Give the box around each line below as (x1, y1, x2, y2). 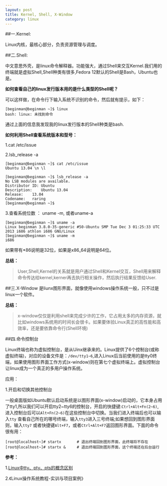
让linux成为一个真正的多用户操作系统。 (5, 365, 85, 371)
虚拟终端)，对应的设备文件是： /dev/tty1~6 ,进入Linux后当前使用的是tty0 (5, 353, 153, 359)
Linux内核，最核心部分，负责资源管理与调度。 (5, 42, 100, 48)
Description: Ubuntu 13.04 (5, 188, 68, 193)
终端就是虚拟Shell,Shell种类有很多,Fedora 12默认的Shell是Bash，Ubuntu (5, 69, 153, 75)
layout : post (5, 7, 32, 13)
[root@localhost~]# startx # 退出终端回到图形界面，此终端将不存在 (5, 439, 148, 444)
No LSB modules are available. (5, 179, 70, 184)
